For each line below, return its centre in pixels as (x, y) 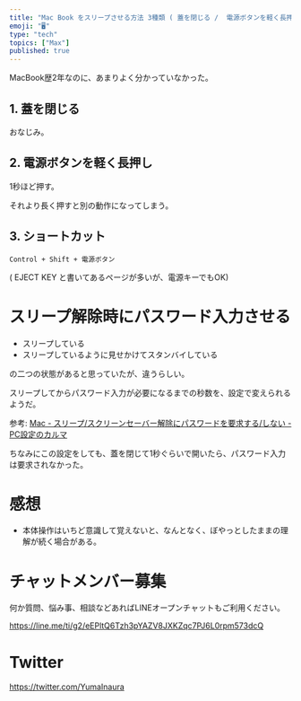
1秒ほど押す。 (34, 186)
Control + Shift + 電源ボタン (62, 259)
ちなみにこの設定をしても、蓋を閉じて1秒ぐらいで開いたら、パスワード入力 (148, 453)
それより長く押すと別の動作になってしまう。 (91, 205)
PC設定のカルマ (39, 434)
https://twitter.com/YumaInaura (67, 687)
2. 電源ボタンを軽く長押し (81, 163)
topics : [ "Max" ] (39, 43)
